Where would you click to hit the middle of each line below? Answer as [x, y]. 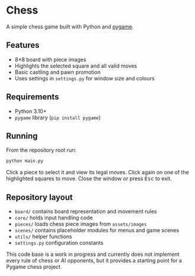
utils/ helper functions [43, 236]
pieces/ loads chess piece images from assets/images [81, 224]
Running [22, 136]
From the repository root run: [41, 150]
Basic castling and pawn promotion [58, 72]
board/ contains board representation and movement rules [86, 212]
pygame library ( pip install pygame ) [58, 117]
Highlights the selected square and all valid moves [76, 66]
